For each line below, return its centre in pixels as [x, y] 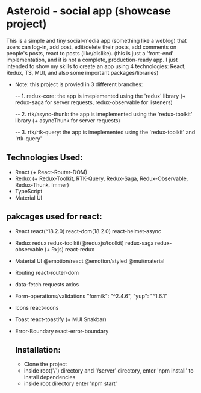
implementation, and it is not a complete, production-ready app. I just [92, 60]
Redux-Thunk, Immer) [42, 184]
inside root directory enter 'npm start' [70, 383]
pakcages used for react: [54, 217]
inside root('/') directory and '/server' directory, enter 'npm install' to [109, 371]
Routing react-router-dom [47, 272]
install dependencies [50, 377]
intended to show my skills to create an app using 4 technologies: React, [96, 66]
